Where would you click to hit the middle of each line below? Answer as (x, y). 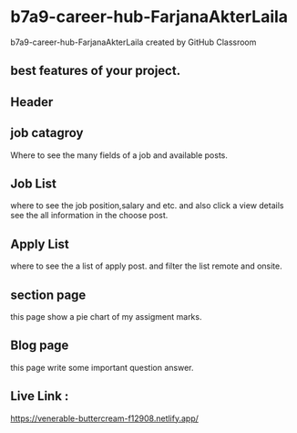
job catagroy (47, 133)
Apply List (40, 244)
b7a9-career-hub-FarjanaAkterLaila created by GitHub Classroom (133, 42)
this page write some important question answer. (102, 367)
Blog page (40, 346)
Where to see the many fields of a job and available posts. (119, 155)
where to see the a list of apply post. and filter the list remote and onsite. (146, 266)
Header (32, 102)
